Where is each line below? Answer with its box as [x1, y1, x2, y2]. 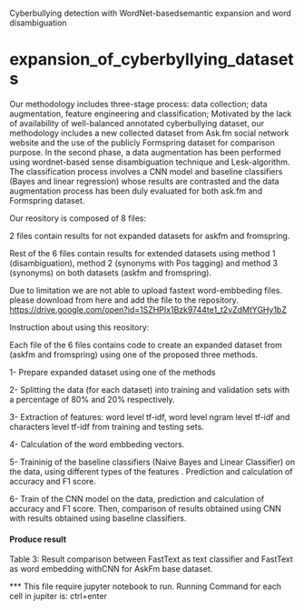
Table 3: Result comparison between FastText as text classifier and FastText [9, 554, 293, 565]
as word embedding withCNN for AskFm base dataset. [9, 564, 213, 575]
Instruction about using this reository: [9, 322, 150, 333]
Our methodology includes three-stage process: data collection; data [9, 98, 268, 109]
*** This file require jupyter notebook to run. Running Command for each [9, 581, 281, 592]
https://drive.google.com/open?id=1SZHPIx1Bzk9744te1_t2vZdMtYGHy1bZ [9, 304, 288, 315]
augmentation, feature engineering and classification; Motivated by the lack [9, 108, 292, 119]
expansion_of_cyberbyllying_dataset [9, 49, 295, 70]
